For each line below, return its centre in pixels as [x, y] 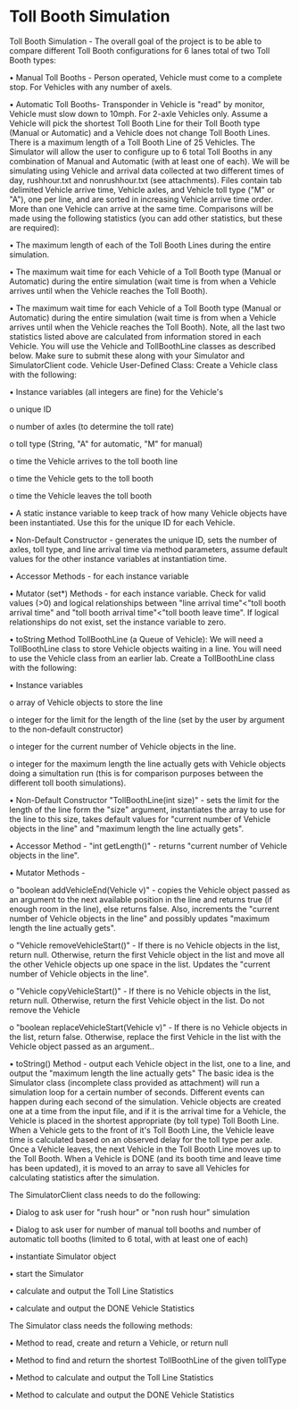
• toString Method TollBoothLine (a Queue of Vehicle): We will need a [136, 639]
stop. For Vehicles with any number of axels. [91, 87]
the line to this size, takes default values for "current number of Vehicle [140, 818]
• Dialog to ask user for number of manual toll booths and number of [135, 1229]
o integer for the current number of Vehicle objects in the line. [123, 746]
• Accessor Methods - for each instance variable [99, 576]
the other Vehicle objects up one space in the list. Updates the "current [140, 964]
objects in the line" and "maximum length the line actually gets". [126, 828]
